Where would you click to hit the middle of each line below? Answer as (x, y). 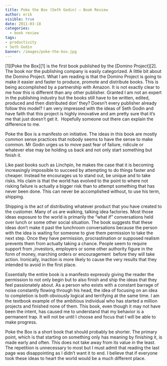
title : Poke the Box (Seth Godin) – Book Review (57, 10)
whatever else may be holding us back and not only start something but (79, 150)
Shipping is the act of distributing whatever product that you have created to (83, 206)
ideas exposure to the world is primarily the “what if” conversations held (79, 217)
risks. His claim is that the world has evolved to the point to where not (77, 181)
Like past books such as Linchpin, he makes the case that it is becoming (80, 165)
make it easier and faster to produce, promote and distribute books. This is (82, 82)
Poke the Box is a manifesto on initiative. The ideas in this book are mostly (81, 134)
